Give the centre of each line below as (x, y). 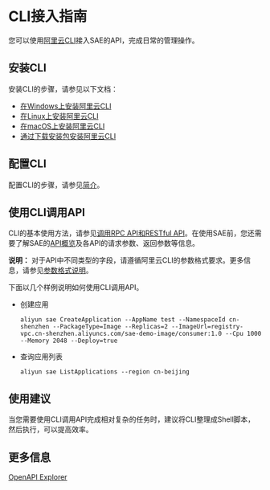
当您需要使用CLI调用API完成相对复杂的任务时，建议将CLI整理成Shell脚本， (132, 419)
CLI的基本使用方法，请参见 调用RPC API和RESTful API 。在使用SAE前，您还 (131, 233)
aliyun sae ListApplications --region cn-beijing (105, 372)
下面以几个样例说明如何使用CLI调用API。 (76, 288)
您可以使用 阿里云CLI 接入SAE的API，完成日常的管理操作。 (104, 40)
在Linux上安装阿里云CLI (59, 116)
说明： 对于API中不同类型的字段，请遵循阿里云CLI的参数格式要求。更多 (126, 260)
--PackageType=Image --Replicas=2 (110, 327)
